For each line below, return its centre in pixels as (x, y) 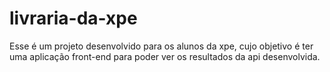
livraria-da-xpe (73, 18)
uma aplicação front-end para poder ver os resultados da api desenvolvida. (165, 56)
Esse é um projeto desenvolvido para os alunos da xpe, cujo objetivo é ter (161, 46)
